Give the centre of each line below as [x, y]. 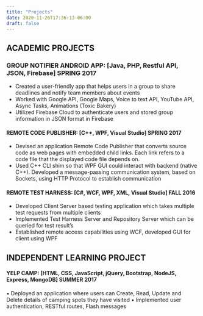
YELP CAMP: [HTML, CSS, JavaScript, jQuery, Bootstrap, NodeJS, [91, 273]
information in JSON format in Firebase [64, 119]
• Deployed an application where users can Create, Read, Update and [94, 293]
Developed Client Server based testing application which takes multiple [105, 206]
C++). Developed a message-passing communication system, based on [105, 172]
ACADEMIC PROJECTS [51, 48]
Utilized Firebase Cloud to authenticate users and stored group [94, 112]
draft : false [23, 23]
